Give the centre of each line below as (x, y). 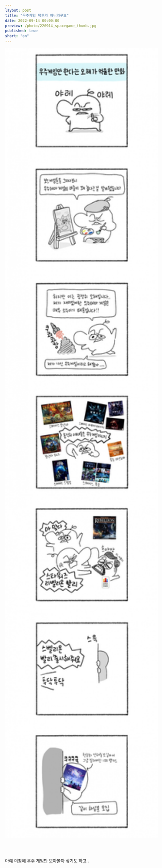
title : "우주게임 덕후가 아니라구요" (37, 15)
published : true (21, 31)
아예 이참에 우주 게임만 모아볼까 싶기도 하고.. (47, 861)
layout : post (18, 10)
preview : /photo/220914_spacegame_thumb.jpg (51, 26)
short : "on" (17, 36)
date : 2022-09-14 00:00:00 (32, 20)
